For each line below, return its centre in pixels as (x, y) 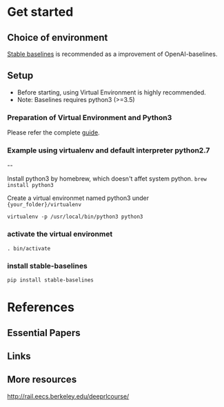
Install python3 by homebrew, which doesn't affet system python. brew (107, 179)
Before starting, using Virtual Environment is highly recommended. (112, 92)
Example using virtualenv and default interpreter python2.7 (109, 150)
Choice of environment (58, 38)
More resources (42, 380)
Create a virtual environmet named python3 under (78, 198)
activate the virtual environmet (60, 234)
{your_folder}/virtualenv (44, 205)
